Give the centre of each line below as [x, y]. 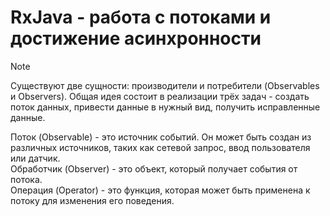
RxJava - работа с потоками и [141, 17]
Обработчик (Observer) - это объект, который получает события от [154, 168]
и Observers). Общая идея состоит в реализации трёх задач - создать [160, 96]
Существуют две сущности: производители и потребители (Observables [165, 85]
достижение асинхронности [136, 38]
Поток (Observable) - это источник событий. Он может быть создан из [161, 137]
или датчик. [35, 158]
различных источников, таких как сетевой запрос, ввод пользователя [160, 147]
